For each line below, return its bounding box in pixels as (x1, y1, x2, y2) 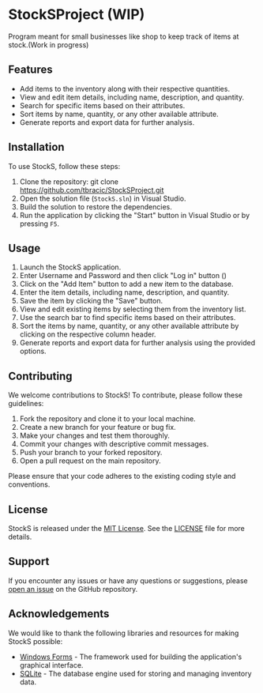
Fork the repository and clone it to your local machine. (19, 414, 196, 424)
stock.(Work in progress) (8, 40, 89, 49)
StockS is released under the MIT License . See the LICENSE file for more (8, 524, 245, 533)
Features (8, 63, 53, 77)
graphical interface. (19, 660, 84, 669)
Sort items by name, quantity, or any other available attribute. (19, 109, 219, 119)
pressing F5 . (19, 219, 59, 228)
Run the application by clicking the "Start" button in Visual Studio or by (19, 210, 250, 220)
